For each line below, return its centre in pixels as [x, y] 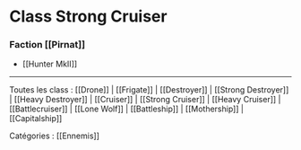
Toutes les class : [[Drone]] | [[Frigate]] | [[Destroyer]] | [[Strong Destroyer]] [149, 90]
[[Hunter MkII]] [50, 64]
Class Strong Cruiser [88, 17]
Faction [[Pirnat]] [47, 45]
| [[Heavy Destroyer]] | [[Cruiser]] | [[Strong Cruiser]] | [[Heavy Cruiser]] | [145, 100]
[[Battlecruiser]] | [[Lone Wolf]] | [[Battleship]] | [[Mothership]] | [127, 109]
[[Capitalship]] [36, 119]
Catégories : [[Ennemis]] [55, 136]
